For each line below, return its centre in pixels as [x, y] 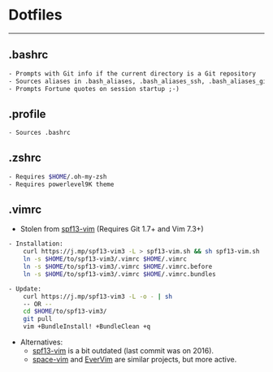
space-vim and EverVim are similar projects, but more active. [134, 360]
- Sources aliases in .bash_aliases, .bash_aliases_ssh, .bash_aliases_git [139, 81]
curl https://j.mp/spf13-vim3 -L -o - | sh [98, 296]
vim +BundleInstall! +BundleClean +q [87, 327]
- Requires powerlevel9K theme [61, 184]
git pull [38, 319]
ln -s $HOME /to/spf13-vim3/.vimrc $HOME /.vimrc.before [118, 267]
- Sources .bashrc [39, 133]
